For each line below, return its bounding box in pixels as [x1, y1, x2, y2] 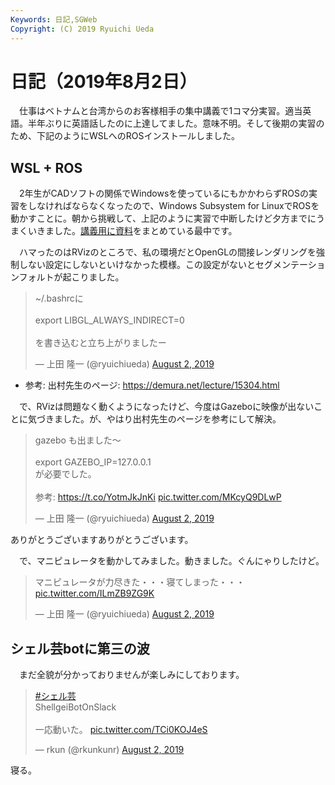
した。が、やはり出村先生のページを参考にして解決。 [62, 413, 282, 425]
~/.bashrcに [34, 292, 84, 305]
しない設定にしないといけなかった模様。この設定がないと [18, 259, 256, 271]
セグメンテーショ [254, 259, 326, 271]
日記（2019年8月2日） [10, 70, 198, 93]
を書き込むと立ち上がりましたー [34, 337, 167, 349]
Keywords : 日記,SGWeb [10, 14, 98, 25]
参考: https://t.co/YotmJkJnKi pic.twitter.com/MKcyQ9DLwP [34, 491, 282, 503]
